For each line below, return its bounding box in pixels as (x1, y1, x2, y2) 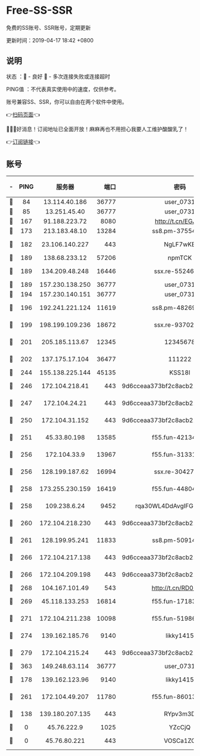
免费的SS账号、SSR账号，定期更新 (6, 24, 91, 31)
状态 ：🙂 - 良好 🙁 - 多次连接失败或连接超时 (6, 73, 110, 80)
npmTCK (167, 253, 192, 262)
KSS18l (169, 368, 190, 376)
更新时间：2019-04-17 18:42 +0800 (6, 36, 94, 44)
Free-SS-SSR (6, 4, 73, 17)
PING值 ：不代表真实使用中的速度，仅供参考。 (6, 85, 120, 92)
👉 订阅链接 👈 (6, 138, 40, 145)
